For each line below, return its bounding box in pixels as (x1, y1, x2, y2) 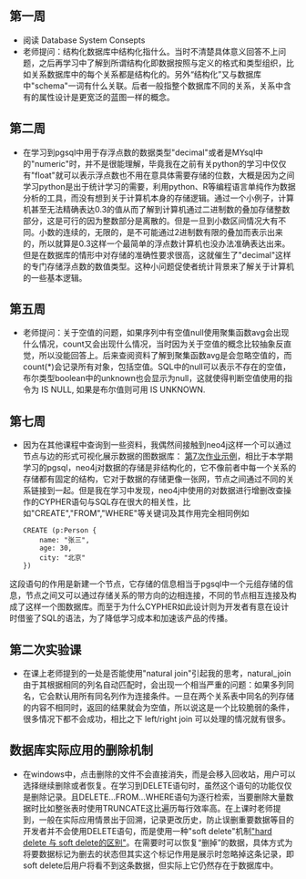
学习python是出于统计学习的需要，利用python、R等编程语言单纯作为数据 (22, 181, 296, 191)
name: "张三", (39, 536, 90, 545)
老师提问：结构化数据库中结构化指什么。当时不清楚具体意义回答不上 (22, 46, 279, 57)
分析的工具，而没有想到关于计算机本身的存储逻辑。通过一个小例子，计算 (22, 192, 294, 203)
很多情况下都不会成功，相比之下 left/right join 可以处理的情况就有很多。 (22, 714, 291, 725)
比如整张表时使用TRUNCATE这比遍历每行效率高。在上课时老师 (38, 802, 273, 813)
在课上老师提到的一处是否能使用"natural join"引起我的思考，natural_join (22, 668, 291, 679)
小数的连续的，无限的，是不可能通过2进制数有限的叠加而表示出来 (38, 226, 284, 237)
